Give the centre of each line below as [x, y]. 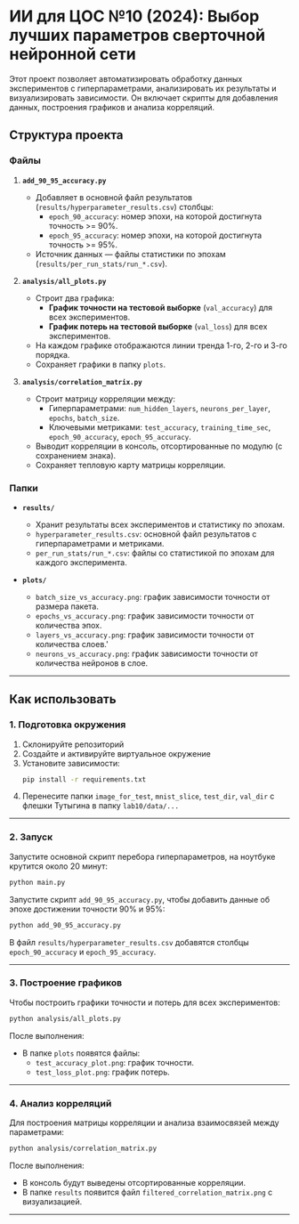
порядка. [53, 354]
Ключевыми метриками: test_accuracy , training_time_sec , [160, 427]
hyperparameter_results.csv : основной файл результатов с [146, 534]
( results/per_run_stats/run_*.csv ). [101, 263]
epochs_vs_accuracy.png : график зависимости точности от [145, 615]
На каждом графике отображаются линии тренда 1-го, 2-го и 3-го [161, 345]
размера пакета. [67, 606]
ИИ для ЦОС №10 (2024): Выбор [134, 16]
